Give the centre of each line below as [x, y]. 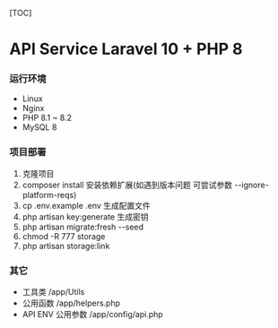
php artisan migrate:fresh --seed [83, 227]
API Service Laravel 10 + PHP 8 [126, 49]
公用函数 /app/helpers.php [71, 303]
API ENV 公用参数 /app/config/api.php [92, 315]
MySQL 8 [39, 127]
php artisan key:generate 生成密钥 [85, 216]
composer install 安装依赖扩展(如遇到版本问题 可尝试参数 [127, 185]
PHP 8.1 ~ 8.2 [47, 118]
